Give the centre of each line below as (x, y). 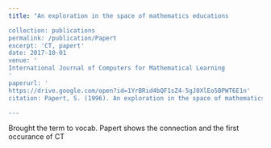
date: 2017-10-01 (38, 53)
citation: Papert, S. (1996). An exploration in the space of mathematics (137, 98)
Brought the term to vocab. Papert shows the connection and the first (124, 128)
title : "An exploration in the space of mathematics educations (119, 16)
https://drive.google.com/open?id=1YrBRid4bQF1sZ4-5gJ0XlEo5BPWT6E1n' (129, 91)
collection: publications (52, 30)
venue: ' (23, 61)
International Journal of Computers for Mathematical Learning (117, 68)
